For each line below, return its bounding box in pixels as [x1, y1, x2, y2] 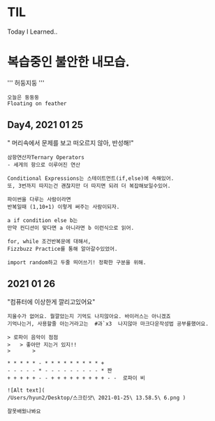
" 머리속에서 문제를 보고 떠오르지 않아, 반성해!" [7, 138, 134, 147]
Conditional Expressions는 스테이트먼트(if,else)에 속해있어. [7, 174, 175, 182]
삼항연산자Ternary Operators [7, 153, 85, 161]
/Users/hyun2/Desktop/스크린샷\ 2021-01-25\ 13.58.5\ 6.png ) [7, 394, 186, 401]
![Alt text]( [7, 387, 45, 394]
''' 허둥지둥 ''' [7, 78, 45, 87]
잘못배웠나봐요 [7, 408, 41, 415]
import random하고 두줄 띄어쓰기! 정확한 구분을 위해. [7, 258, 147, 266]
